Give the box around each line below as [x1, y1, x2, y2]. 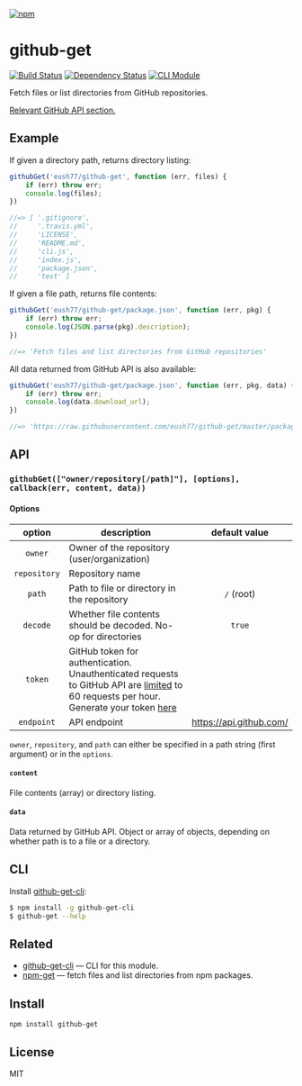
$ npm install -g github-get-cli [9, 903, 135, 912]
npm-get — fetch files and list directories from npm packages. [22, 970, 253, 981]
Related [9, 937, 54, 952]
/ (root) [224, 587, 256, 600]
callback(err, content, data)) [9, 483, 147, 493]
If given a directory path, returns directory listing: [9, 154, 191, 166]
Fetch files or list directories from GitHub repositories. [9, 86, 209, 98]
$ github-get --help [9, 911, 87, 920]
